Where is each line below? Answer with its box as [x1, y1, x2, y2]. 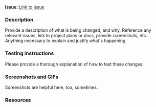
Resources [5, 96, 31, 103]
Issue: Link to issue [5, 4, 45, 10]
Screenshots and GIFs [5, 73, 59, 80]
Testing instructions [5, 50, 54, 57]
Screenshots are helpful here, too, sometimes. [5, 84, 98, 90]
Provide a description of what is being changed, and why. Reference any [5, 27, 152, 33]
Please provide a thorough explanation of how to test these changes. [5, 61, 144, 67]
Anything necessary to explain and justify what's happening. [5, 38, 127, 43]
